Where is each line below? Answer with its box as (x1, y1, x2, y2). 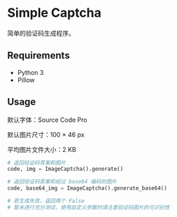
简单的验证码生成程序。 (7, 29, 75, 37)
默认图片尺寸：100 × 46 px (7, 130, 85, 139)
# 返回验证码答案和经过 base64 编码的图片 (7, 178, 117, 185)
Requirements (7, 50, 70, 62)
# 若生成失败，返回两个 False (7, 197, 85, 204)
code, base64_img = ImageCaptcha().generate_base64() (7, 185, 168, 192)
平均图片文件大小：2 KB (7, 145, 77, 153)
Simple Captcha (7, 5, 101, 21)
